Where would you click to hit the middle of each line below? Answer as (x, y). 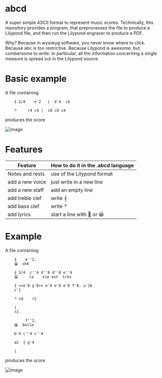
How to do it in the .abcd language (92, 165)
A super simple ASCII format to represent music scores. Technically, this (79, 22)
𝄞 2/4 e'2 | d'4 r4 (42, 102)
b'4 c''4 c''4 (29, 334)
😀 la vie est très (43, 277)
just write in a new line (77, 182)
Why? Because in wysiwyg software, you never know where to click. (76, 42)
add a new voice (27, 182)
